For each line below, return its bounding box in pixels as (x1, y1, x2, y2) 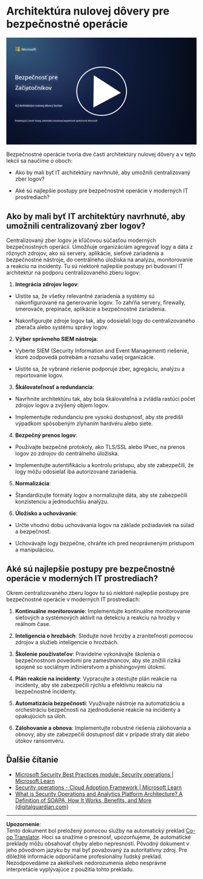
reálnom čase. (14, 621, 51, 628)
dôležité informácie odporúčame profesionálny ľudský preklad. (6, 852, 163, 860)
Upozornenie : (6, 820, 41, 827)
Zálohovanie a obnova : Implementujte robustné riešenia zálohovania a (14, 724, 192, 732)
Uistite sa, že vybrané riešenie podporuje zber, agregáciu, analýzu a (14, 365, 185, 372)
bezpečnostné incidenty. (14, 688, 77, 695)
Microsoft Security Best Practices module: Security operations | (14, 770, 174, 778)
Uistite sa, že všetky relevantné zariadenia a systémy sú (14, 292, 155, 300)
